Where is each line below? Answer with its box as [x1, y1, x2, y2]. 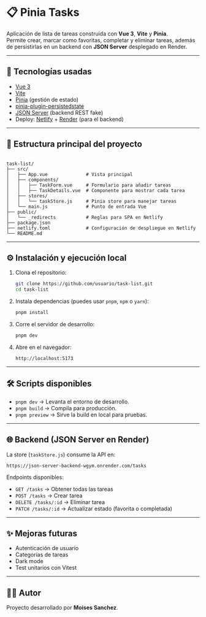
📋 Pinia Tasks [6, 6, 80, 20]
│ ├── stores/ [6, 193, 48, 199]
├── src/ [6, 166, 29, 172]
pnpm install [15, 310, 49, 316]
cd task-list [15, 286, 49, 293]
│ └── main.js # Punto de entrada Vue [6, 204, 147, 210]
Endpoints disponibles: [6, 473, 64, 481]
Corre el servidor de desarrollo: [15, 321, 95, 328]
